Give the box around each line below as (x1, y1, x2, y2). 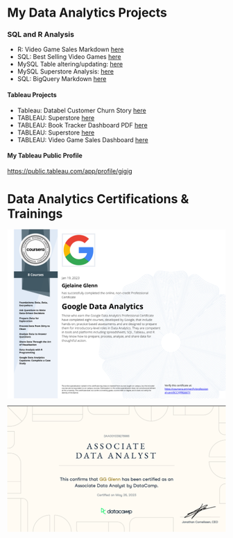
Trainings (7, 206, 63, 222)
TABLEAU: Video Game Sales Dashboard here (17, 135, 148, 144)
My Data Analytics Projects (7, 5, 168, 21)
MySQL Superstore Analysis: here (17, 67, 114, 76)
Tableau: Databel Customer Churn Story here (17, 106, 147, 114)
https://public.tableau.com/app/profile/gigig (7, 166, 133, 175)
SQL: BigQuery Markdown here (17, 75, 107, 83)
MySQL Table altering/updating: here (17, 60, 123, 69)
